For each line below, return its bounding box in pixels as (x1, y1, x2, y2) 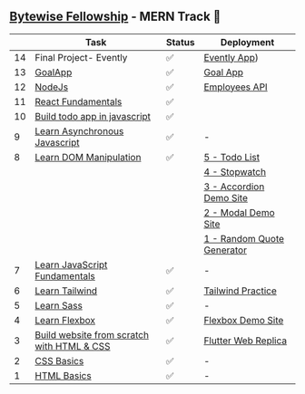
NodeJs (34, 81, 69, 93)
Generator (203, 244, 248, 256)
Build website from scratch (34, 328, 150, 341)
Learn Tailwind (34, 284, 98, 297)
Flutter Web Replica (203, 334, 288, 347)
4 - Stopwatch (203, 165, 266, 178)
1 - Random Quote (203, 232, 284, 245)
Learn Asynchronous (34, 124, 124, 137)
